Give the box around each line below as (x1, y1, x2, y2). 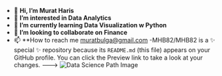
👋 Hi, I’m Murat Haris (13, 7, 74, 14)
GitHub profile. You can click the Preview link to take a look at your (13, 53, 203, 62)
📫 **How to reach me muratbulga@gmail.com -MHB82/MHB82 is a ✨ (13, 36, 216, 44)
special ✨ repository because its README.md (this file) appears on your (13, 46, 210, 54)
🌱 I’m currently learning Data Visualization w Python (13, 21, 167, 29)
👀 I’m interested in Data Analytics (13, 14, 112, 22)
